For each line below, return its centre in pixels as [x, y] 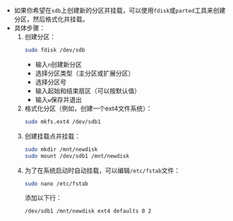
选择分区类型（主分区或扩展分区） [85, 73]
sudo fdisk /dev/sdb [55, 50]
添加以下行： [43, 198]
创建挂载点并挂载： [53, 136]
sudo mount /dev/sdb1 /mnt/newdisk [77, 156]
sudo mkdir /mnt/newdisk [61, 149]
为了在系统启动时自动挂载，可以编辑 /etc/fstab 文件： [102, 170]
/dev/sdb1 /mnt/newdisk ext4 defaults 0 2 [88, 211]
